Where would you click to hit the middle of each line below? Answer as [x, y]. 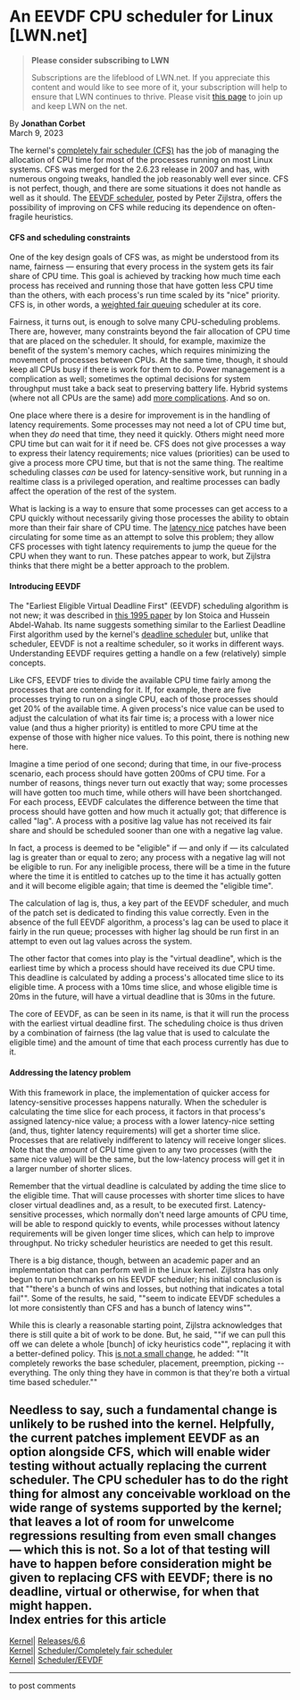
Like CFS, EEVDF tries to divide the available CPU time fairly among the [140, 681]
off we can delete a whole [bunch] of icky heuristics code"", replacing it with [150, 1344]
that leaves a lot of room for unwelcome [122, 1522]
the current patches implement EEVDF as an [135, 1438]
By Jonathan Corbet [47, 123]
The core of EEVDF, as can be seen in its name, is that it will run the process [150, 1014]
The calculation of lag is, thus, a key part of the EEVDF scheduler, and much [149, 903]
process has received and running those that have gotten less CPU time [142, 286]
